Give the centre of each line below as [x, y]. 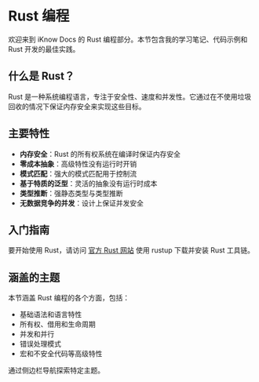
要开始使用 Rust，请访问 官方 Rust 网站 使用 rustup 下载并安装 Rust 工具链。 [131, 250]
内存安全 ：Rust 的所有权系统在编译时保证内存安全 [100, 154]
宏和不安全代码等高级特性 [61, 354]
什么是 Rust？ [42, 76]
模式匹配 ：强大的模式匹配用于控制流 [78, 173]
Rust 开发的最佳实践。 [44, 49]
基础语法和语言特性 [51, 315]
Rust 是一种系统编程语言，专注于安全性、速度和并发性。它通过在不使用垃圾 [130, 96]
